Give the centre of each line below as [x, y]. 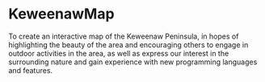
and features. [31, 70]
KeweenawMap [61, 14]
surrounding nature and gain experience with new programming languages [133, 62]
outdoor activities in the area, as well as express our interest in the [119, 53]
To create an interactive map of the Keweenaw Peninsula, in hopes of [124, 36]
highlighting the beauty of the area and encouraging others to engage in [128, 44]
